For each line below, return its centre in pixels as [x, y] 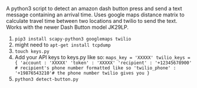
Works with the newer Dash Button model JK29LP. [67, 27]
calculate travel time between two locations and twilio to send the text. [92, 21]
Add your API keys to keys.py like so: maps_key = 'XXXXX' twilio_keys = [102, 57]
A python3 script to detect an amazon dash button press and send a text [94, 9]
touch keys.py [32, 52]
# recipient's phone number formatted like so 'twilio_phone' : [95, 68]
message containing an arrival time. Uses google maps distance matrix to [95, 15]
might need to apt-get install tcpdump [63, 45]
